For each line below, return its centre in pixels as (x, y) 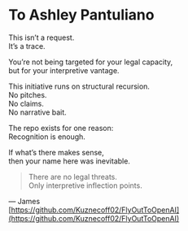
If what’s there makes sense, (56, 152)
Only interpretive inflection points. (85, 185)
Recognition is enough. (47, 137)
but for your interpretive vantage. (64, 70)
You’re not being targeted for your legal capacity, (91, 62)
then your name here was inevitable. (69, 161)
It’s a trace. (27, 46)
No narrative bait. (37, 112)
